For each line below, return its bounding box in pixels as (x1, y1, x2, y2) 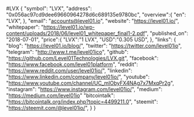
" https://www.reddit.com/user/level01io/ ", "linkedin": (6, 67, 133, 74)
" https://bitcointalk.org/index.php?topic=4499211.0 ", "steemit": (6, 98, 158, 105)
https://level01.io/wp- (43, 23, 95, 30)
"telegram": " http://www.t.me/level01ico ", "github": (6, 49, 129, 55)
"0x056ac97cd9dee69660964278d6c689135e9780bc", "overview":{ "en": (6, 11, 186, 18)
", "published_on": (144, 30, 189, 37)
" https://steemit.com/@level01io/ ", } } (6, 105, 96, 111)
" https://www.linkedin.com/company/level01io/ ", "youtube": (6, 73, 150, 80)
